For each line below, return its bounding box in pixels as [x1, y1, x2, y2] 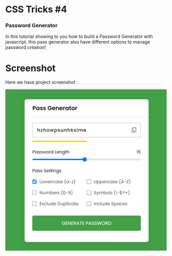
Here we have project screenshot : [5, 79, 78, 86]
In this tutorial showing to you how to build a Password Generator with [5, 33, 153, 39]
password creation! [5, 45, 46, 51]
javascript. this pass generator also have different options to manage [5, 39, 150, 45]
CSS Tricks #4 [5, 4, 68, 15]
